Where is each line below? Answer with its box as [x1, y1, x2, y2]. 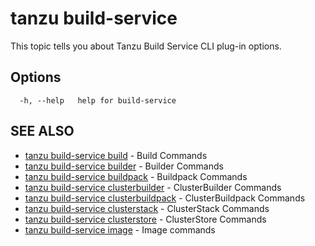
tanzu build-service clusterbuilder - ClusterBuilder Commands [24, 181, 282, 193]
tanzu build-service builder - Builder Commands [24, 160, 224, 172]
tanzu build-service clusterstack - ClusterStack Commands [24, 202, 270, 214]
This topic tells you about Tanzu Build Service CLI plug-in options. [10, 40, 282, 52]
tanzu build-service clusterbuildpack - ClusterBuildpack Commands [24, 192, 306, 204]
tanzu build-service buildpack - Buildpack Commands [24, 170, 248, 182]
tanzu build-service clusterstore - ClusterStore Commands [24, 213, 267, 225]
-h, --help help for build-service [19, 95, 177, 106]
